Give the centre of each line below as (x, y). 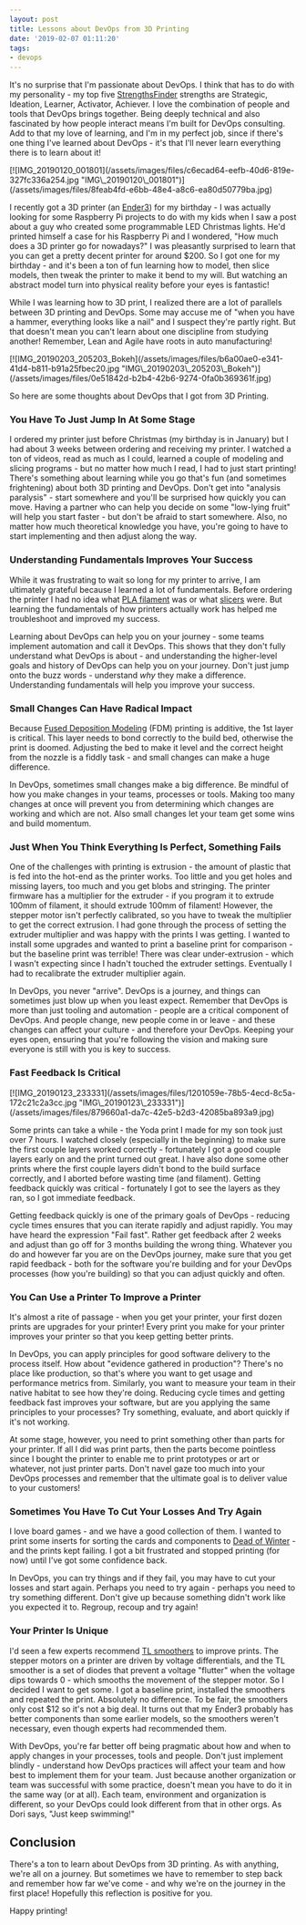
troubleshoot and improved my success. (85, 618)
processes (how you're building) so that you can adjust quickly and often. (147, 1273)
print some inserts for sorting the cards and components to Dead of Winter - (153, 1541)
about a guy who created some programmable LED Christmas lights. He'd (148, 227)
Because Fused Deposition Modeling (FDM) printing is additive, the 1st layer (152, 729)
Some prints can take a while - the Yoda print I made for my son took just (146, 1130)
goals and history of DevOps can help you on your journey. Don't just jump (149, 665)
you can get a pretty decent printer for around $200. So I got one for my (145, 256)
